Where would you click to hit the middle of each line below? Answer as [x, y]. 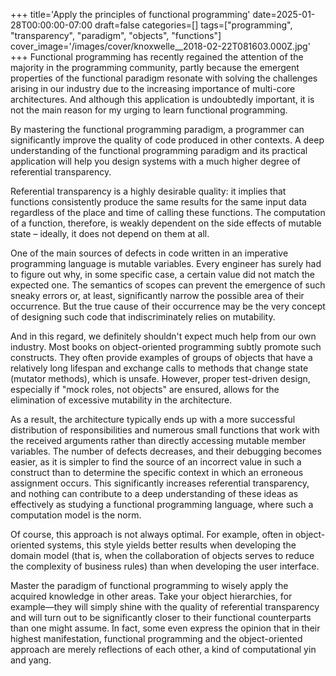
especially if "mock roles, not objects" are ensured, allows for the [145, 389]
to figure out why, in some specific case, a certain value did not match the [163, 274]
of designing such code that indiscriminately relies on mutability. [143, 317]
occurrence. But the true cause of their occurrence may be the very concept [168, 306]
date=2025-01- [284, 14]
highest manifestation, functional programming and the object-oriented [156, 638]
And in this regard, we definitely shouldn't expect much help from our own [163, 336]
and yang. [31, 660]
